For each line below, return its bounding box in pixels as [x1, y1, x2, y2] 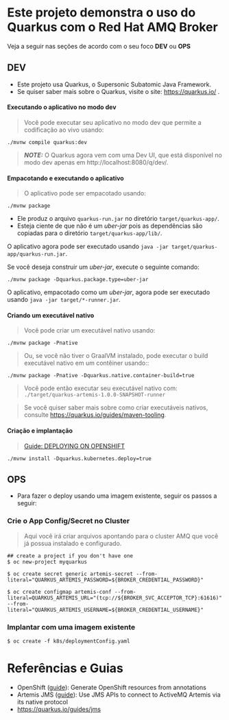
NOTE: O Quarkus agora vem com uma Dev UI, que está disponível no [23, 151, 223, 159]
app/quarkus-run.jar [7, 251, 67, 258]
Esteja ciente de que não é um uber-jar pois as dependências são [16, 221, 203, 230]
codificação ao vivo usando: [23, 125, 104, 134]
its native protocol [16, 697, 69, 706]
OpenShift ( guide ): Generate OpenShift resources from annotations [16, 683, 207, 691]
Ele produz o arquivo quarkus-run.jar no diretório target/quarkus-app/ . [16, 215, 219, 223]
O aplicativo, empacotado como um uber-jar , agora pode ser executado [7, 288, 210, 296]
